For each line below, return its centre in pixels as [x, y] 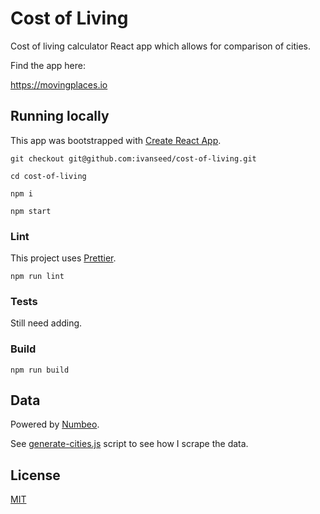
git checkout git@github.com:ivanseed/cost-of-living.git [133, 158]
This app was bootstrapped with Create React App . [116, 140]
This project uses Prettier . [63, 258]
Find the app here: [48, 65]
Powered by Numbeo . [55, 424]
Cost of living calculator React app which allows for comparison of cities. [161, 46]
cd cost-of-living [48, 176]
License [35, 475]
